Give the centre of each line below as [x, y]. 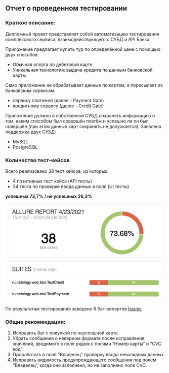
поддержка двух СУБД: [31, 132]
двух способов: [22, 54]
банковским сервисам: [30, 90]
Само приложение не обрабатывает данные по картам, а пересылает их [84, 85]
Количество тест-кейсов [37, 160]
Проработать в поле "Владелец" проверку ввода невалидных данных [88, 355]
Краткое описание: [30, 23]
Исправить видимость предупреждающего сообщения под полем [85, 360]
